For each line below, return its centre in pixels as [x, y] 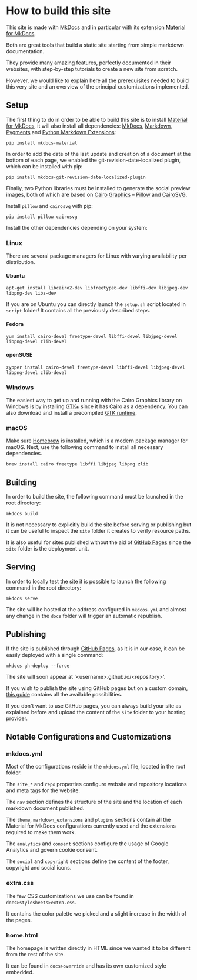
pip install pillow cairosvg [42, 217]
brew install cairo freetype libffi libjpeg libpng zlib [77, 464]
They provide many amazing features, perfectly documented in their [89, 63]
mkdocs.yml [24, 753]
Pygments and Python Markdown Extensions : [61, 132]
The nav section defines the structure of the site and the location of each [94, 802]
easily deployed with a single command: [55, 655]
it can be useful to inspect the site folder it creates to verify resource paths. [98, 531]
